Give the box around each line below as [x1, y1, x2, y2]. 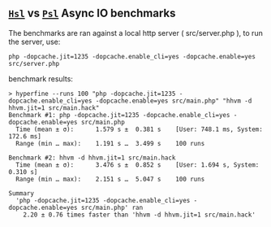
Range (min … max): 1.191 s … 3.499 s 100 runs [15, 139, 205, 147]
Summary [8, 189, 35, 198]
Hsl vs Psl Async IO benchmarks [8, 7, 176, 20]
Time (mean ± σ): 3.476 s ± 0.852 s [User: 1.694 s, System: [15, 160, 260, 169]
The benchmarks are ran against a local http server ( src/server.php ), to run [8, 28, 264, 37]
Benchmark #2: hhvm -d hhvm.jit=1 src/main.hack [8, 154, 176, 162]
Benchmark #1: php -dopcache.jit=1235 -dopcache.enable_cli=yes [8, 111, 230, 119]
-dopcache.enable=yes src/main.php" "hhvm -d [95, 97, 252, 105]
